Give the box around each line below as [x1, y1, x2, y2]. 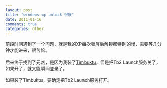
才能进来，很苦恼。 [9, 47, 50, 53]
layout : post [5, 7, 33, 13]
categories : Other [5, 26, 44, 32]
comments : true [5, 21, 37, 27]
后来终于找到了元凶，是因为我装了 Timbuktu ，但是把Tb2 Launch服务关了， [5, 59, 161, 65]
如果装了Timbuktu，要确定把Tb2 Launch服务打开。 [5, 77, 112, 83]
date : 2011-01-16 [5, 17, 42, 22]
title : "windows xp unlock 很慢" [5, 12, 74, 17]
